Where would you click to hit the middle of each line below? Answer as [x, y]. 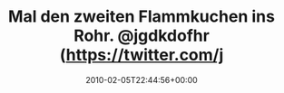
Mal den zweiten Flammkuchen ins [142, 17]
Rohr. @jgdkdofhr [142, 36]
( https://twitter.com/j [142, 55]
